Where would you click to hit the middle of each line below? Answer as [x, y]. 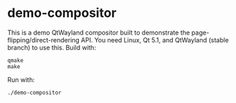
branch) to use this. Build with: [52, 47]
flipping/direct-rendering [44, 40]
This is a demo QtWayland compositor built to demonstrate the [99, 32]
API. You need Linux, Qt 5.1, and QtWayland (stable [155, 40]
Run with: [21, 80]
